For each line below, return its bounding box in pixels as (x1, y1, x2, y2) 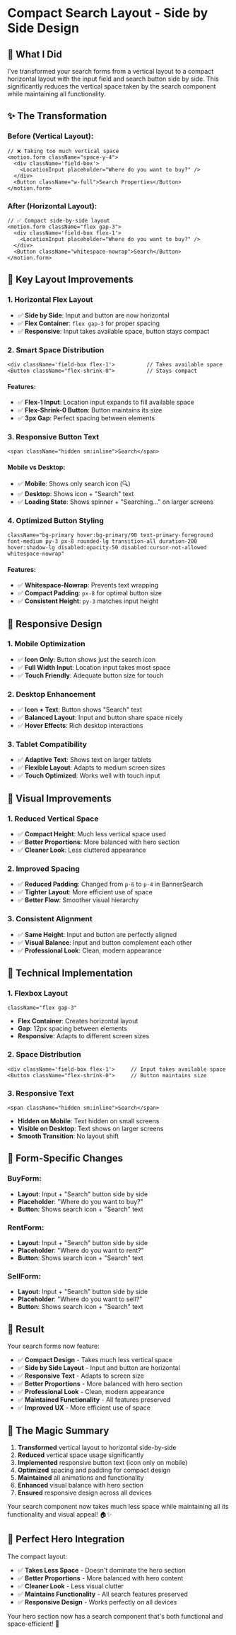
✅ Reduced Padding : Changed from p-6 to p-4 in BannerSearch (17, 880, 203, 889)
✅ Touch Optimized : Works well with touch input (17, 771, 160, 780)
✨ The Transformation (7, 110, 107, 122)
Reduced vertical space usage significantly (17, 1451, 144, 1459)
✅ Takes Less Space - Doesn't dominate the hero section (17, 1566, 186, 1574)
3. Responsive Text (7, 1088, 74, 1098)
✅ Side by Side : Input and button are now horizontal (17, 310, 170, 320)
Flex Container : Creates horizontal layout (17, 1017, 138, 1026)
